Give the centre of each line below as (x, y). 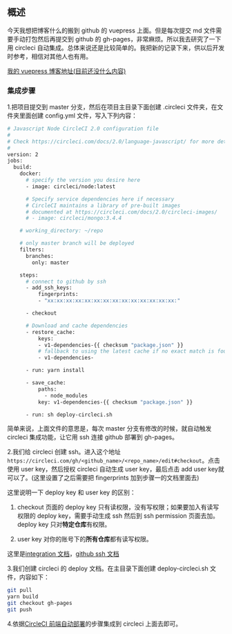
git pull (20, 590)
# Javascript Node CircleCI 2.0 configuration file (83, 129)
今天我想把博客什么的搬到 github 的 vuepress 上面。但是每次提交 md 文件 (112, 30)
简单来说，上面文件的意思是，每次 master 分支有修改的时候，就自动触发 (109, 429)
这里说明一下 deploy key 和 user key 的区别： (71, 492)
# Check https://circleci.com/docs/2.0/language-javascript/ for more (111, 141)
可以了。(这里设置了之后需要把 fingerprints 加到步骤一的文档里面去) (103, 478)
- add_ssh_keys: (49, 288)
